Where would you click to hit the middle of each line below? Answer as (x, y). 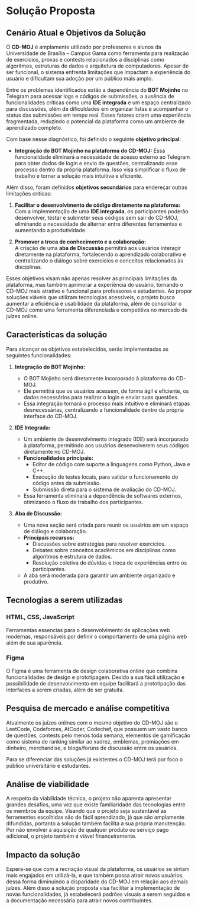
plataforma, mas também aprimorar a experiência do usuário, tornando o (95, 285)
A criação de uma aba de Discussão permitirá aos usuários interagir (98, 248)
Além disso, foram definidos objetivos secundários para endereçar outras (97, 187)
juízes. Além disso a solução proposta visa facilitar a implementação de (93, 888)
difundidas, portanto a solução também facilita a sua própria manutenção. (96, 824)
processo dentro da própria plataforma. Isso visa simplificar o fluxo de (100, 169)
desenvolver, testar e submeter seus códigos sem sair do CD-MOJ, (97, 218)
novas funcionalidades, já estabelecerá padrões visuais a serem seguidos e (98, 894)
